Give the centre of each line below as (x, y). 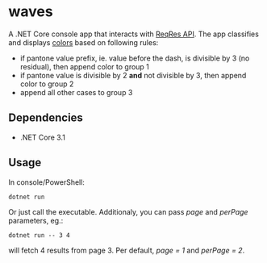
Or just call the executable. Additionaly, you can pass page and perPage (128, 211)
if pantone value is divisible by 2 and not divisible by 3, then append (133, 75)
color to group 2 (47, 84)
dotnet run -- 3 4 (39, 235)
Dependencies (46, 118)
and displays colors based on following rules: (83, 42)
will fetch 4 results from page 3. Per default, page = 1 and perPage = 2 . (127, 250)
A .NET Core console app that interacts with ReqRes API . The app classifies (134, 34)
